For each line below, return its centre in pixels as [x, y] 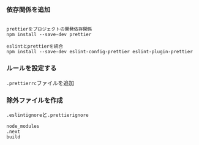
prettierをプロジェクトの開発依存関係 [49, 29]
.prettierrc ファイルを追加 [40, 83]
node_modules [23, 126]
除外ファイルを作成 [35, 100]
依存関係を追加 [28, 9]
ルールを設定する [32, 69]
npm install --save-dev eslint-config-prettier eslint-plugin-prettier [99, 52]
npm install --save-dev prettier [49, 35]
